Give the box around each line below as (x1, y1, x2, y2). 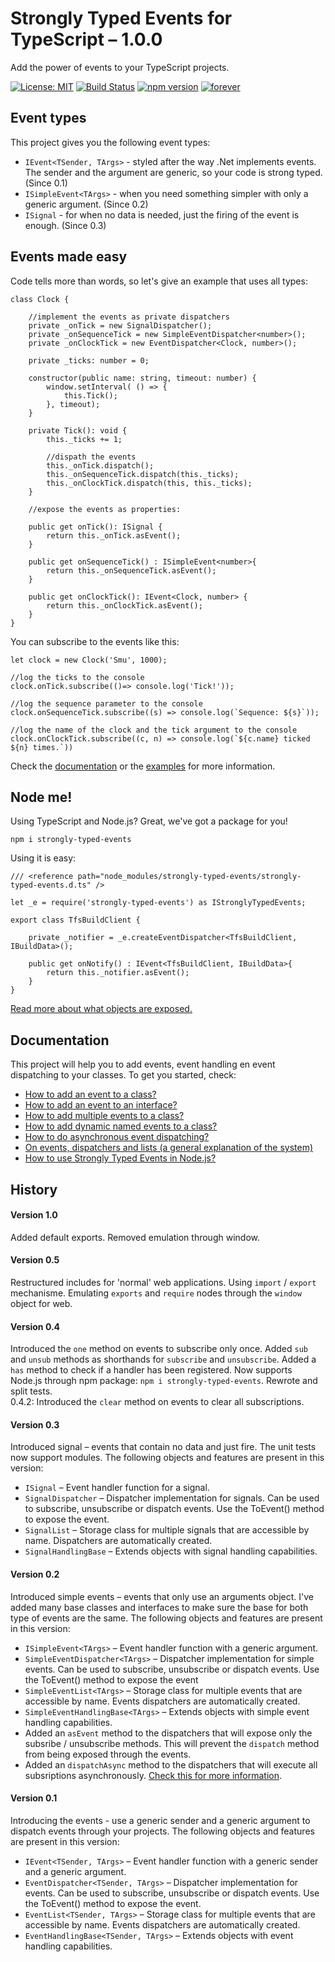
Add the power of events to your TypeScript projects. (10, 61, 230, 73)
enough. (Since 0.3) (24, 219, 107, 231)
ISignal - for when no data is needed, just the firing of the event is (24, 208, 300, 221)
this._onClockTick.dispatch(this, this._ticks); (46, 478, 253, 488)
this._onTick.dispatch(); (46, 460, 155, 471)
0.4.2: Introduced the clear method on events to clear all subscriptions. (10, 1396, 305, 1408)
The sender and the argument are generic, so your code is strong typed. (24, 166, 323, 178)
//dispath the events (46, 452, 137, 462)
